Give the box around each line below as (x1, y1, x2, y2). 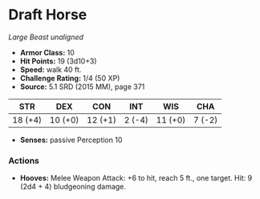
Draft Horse (8, 6, 87, 24)
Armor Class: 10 (19, 47, 75, 57)
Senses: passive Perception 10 (19, 135, 123, 144)
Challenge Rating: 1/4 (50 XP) (19, 73, 120, 83)
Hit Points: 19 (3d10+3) (19, 56, 98, 66)
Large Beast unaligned (8, 32, 84, 42)
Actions (8, 155, 40, 166)
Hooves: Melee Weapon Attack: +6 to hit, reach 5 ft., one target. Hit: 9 (19, 173, 253, 183)
